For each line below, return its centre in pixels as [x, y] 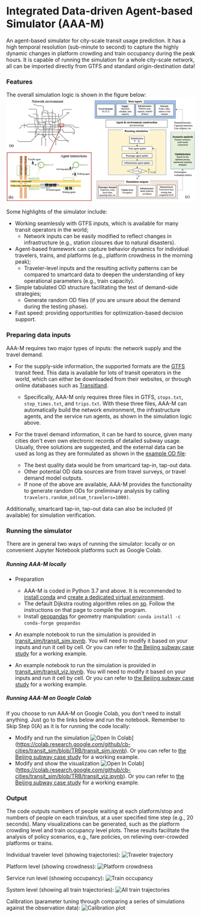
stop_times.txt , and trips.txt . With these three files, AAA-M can [105, 403]
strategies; [28, 294]
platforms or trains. [30, 843]
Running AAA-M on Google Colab [49, 698]
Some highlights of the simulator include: [57, 212]
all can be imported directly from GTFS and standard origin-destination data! [101, 66]
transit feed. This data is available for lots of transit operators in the [98, 372]
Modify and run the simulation [52, 738]
